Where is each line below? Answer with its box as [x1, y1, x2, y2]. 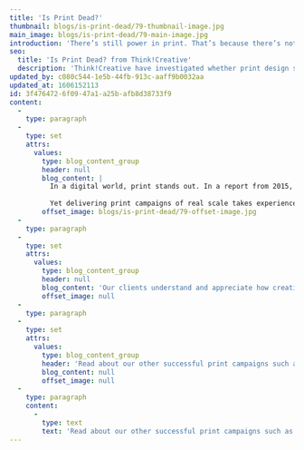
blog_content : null [42, 367, 116, 377]
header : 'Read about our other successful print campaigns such [42, 359, 290, 368]
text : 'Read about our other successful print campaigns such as [42, 426, 294, 435]
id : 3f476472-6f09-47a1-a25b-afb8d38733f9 [9, 89, 172, 98]
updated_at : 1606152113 [9, 81, 100, 90]
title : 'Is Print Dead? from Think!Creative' [17, 55, 193, 64]
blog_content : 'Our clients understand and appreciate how [42, 283, 270, 292]
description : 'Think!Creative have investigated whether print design [17, 64, 290, 73]
